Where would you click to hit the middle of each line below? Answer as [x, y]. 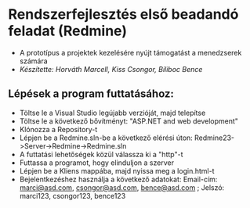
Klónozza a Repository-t [58, 129]
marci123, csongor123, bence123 [72, 195]
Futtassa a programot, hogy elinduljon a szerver [97, 163]
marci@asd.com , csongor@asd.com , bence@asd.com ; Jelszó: [122, 187]
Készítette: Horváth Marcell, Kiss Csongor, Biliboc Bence [111, 69]
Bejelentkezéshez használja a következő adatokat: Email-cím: [118, 179]
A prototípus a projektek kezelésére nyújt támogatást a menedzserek [130, 52]
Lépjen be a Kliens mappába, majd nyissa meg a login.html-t [117, 170]
